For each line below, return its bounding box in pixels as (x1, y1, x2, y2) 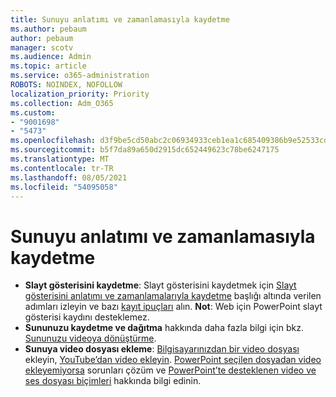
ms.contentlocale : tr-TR (10, 163, 114, 173)
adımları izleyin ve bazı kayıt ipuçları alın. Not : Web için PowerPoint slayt (24, 301, 323, 313)
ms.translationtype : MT (10, 154, 110, 164)
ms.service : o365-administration (10, 71, 150, 81)
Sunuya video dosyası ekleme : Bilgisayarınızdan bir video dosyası (24, 343, 300, 355)
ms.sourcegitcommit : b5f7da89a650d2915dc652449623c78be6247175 (10, 145, 280, 155)
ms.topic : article (10, 61, 87, 71)
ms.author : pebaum (10, 24, 87, 34)
